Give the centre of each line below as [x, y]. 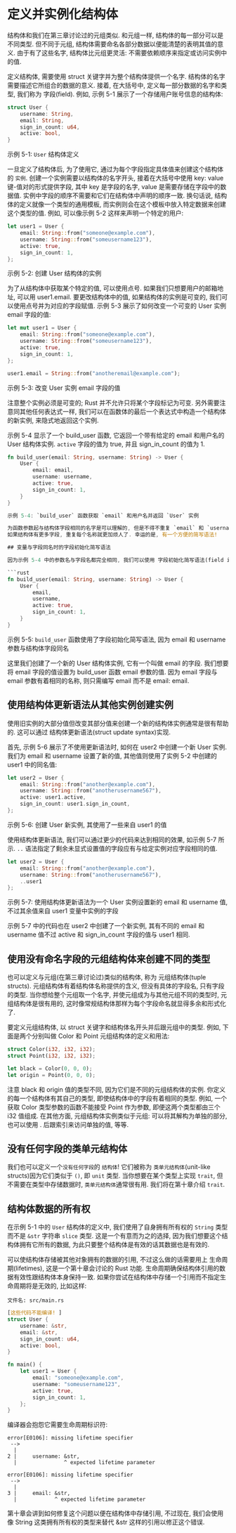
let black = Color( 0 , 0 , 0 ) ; [50, 1069]
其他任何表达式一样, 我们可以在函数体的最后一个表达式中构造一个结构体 [123, 411]
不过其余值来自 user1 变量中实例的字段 [63, 911]
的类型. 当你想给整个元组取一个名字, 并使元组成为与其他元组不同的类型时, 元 [117, 995]
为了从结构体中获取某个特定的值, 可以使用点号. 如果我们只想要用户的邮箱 [112, 288]
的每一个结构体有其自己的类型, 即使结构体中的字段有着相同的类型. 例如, [110, 1098]
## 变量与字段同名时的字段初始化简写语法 [59, 548]
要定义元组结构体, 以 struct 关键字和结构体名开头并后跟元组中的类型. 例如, [114, 1027]
